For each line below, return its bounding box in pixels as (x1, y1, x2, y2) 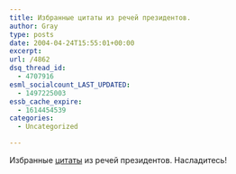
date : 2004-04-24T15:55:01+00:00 (9, 38, 135, 48)
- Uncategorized (17, 123, 78, 132)
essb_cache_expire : (9, 96, 83, 106)
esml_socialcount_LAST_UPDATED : (9, 80, 131, 89)
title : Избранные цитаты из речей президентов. (9, 13, 192, 23)
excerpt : (9, 47, 42, 56)
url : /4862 (9, 55, 50, 64)
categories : (9, 114, 54, 123)
